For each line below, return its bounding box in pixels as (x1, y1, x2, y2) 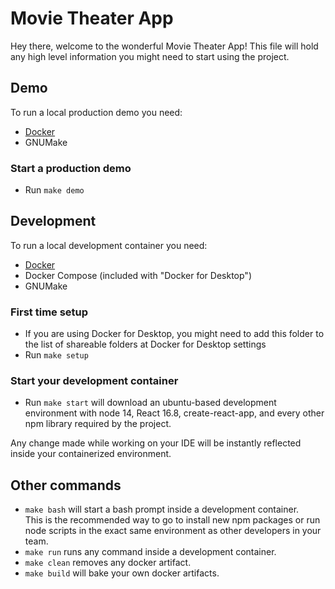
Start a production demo (10, 161, 132, 175)
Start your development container (10, 374, 179, 388)
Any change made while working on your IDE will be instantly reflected (10, 437, 302, 449)
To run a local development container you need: (10, 239, 208, 251)
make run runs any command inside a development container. (24, 546, 277, 558)
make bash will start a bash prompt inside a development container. (24, 503, 300, 516)
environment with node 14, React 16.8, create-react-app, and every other (24, 407, 325, 419)
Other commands (10, 477, 122, 494)
